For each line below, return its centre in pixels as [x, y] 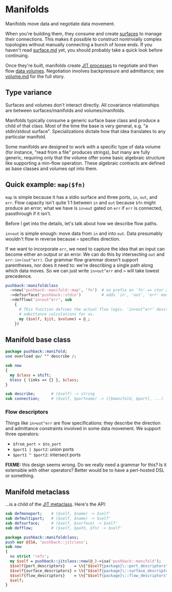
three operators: [22, 434]
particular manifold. [26, 137]
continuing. [17, 55]
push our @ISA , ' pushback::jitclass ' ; [47, 542]
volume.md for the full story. [35, 76]
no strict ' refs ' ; [30, 557]
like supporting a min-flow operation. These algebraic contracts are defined [85, 163]
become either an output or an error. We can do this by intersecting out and [85, 254]
